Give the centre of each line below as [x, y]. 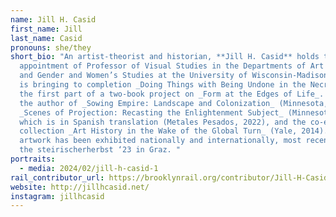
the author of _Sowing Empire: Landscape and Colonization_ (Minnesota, [174, 103]
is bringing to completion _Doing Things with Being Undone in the [163, 85]
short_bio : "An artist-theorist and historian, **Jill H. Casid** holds [165, 57]
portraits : [33, 159]
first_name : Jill [46, 29]
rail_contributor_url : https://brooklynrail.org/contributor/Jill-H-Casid [169, 177]
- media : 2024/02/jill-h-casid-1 [89, 168]
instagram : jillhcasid [57, 196]
